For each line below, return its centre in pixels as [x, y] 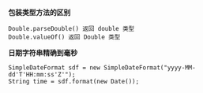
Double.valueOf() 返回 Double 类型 [64, 37]
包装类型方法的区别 [39, 12]
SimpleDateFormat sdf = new [55, 68]
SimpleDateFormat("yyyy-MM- [150, 68]
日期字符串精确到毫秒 [43, 53]
